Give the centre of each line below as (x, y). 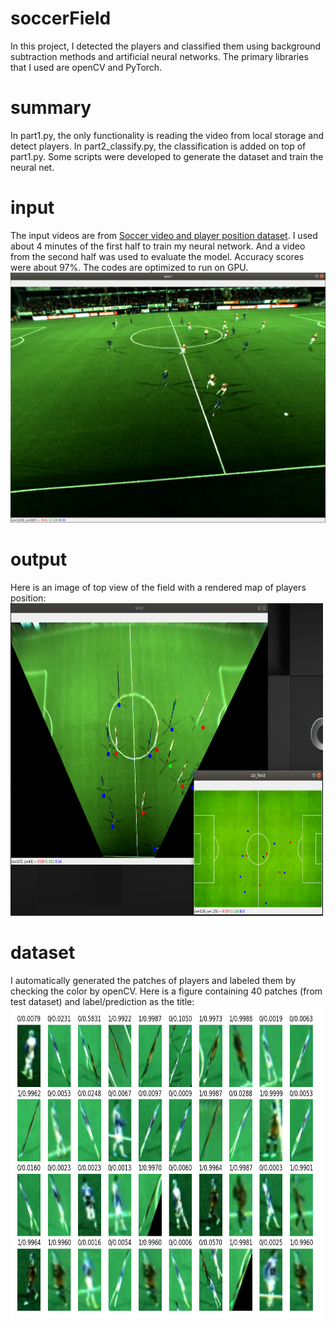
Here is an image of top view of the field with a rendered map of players (158, 587)
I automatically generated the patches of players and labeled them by (153, 980)
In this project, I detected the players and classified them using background (166, 46)
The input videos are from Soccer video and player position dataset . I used (164, 235)
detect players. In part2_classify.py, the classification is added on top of (158, 146)
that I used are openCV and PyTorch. (86, 67)
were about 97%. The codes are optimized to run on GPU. (129, 267)
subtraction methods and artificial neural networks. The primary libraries (159, 56)
